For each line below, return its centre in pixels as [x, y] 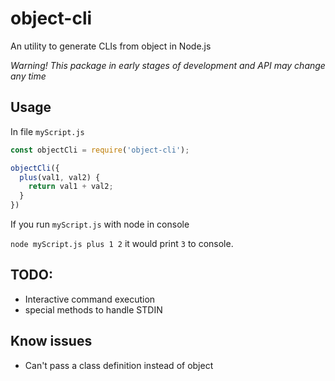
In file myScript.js [47, 131]
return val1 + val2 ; [71, 187]
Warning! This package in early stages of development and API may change [168, 65]
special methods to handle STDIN [93, 309]
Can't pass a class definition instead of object [119, 365]
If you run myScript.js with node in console [100, 224]
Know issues [51, 341]
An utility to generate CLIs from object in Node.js [111, 46]
